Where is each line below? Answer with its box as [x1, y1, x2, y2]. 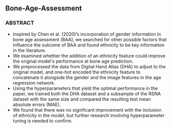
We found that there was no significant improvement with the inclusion [12, 107, 162, 113]
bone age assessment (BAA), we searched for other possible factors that [12, 36, 167, 42]
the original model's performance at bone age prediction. [12, 58, 134, 64]
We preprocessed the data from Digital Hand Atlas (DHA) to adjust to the [12, 63, 166, 69]
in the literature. [12, 47, 46, 53]
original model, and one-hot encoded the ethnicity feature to [12, 69, 141, 75]
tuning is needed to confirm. [12, 117, 73, 124]
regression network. [12, 80, 55, 86]
